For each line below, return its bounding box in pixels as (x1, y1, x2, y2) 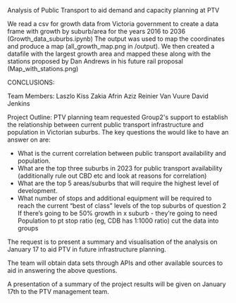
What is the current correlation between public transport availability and (17, 149, 227, 157)
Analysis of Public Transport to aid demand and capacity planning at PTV (7, 6, 220, 14)
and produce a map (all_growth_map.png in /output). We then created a (7, 42, 215, 50)
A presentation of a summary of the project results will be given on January (7, 280, 227, 288)
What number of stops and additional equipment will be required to (17, 194, 212, 202)
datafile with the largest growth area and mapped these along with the (7, 49, 211, 58)
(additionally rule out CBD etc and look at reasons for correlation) (17, 172, 207, 180)
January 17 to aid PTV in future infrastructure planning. (7, 245, 167, 253)
